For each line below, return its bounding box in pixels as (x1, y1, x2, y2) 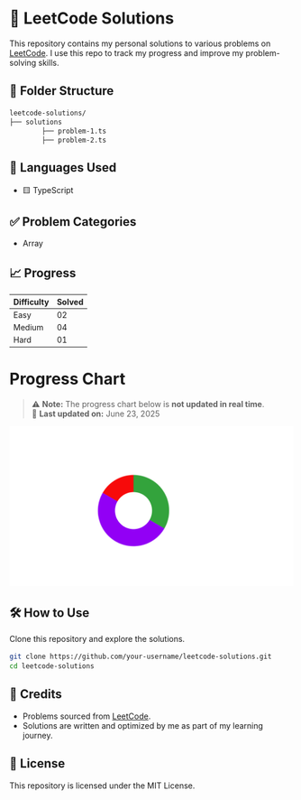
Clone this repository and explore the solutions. (9, 634, 186, 645)
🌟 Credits (9, 686, 63, 702)
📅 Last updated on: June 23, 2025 (31, 408, 160, 419)
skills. (38, 57, 59, 68)
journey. (22, 730, 53, 740)
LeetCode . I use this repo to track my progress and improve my (9, 47, 244, 58)
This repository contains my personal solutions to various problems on (9, 38, 271, 49)
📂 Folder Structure (9, 83, 114, 98)
